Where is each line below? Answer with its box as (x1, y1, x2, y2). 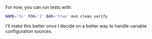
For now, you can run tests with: (5, 4, 72, 10)
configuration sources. (5, 28, 53, 34)
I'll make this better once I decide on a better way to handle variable (5, 22, 147, 29)
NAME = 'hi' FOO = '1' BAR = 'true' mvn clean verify (5, 14, 108, 19)
